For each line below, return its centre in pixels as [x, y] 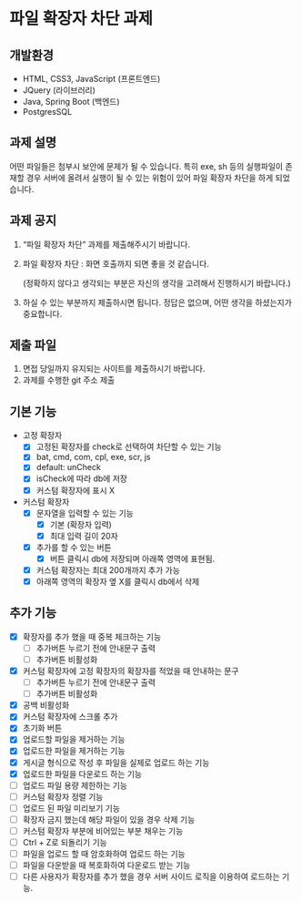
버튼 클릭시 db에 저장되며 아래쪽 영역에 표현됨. [132, 559]
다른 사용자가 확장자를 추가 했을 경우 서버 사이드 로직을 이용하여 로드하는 [151, 876]
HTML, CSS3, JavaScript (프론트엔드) [91, 79]
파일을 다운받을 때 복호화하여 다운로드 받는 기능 [106, 866]
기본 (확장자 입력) [81, 524]
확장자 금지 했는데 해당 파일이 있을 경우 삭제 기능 [109, 819]
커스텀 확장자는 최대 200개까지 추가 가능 [108, 569]
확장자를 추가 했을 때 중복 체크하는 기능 [92, 636]
